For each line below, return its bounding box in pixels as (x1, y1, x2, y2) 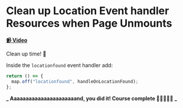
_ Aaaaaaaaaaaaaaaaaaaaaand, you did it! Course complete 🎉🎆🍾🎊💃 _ (6, 94, 177, 102)
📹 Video (6, 37, 28, 44)
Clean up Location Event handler (6, 4, 169, 18)
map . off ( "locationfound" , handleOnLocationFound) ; (11, 78, 139, 84)
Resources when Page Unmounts (6, 17, 172, 30)
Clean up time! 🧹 (6, 50, 47, 57)
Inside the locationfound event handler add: (6, 61, 113, 68)
